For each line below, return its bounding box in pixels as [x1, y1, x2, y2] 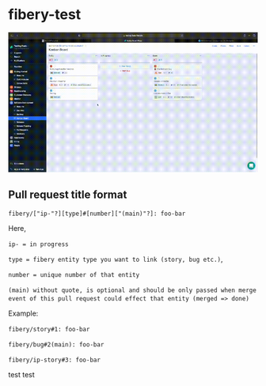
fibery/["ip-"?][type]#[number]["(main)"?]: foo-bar [8, 210, 186, 218]
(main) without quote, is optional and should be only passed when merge [8, 286, 257, 294]
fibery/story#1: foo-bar [8, 326, 90, 334]
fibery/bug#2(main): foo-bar [8, 341, 104, 349]
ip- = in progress [8, 240, 69, 248]
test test [8, 370, 36, 380]
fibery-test [8, 6, 82, 24]
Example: [8, 308, 39, 318]
